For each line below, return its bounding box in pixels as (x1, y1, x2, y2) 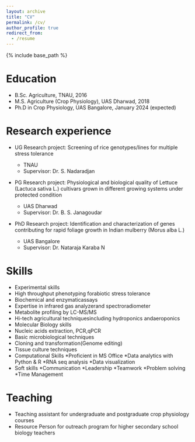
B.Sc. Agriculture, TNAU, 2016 (14, 91, 88, 98)
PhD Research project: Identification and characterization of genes (14, 220, 175, 227)
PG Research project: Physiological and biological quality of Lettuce (14, 179, 178, 186)
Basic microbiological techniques (14, 333, 95, 340)
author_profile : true (6, 25, 59, 31)
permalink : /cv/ (6, 19, 46, 25)
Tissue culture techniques (14, 346, 78, 353)
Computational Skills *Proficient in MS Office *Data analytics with (14, 352, 173, 359)
